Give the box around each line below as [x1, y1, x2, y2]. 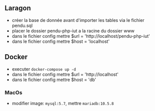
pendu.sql [11, 22, 33, 28]
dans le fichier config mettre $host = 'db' [11, 77, 97, 83]
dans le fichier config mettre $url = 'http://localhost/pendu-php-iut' [11, 33, 150, 39]
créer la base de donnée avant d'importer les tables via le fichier [11, 17, 145, 23]
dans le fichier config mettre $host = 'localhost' [11, 38, 110, 44]
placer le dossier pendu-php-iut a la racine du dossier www [11, 27, 135, 34]
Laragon [4, 4, 31, 12]
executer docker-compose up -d [11, 66, 76, 72]
